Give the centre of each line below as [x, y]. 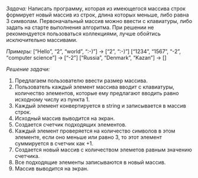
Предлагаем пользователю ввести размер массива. [81, 80]
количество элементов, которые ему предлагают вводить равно [97, 93]
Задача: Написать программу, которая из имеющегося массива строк [96, 9]
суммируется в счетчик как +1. [54, 143]
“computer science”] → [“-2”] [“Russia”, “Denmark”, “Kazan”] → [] [86, 58]
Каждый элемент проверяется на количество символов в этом [95, 131]
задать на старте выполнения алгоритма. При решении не [80, 27]
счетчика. [27, 156]
